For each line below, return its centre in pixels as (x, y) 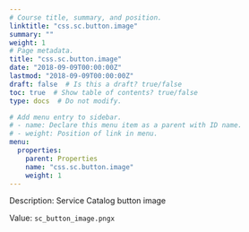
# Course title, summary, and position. (86, 17)
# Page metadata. (42, 51)
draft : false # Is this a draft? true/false (95, 84)
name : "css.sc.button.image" (80, 167)
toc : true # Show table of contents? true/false (104, 92)
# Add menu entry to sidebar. (66, 117)
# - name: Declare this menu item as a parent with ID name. (126, 125)
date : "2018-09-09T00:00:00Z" (66, 68)
